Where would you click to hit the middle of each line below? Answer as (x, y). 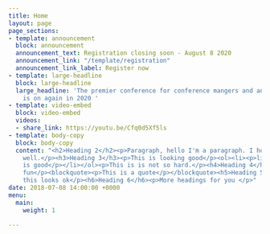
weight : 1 (39, 210)
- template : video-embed (50, 105)
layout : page (30, 23)
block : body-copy (45, 143)
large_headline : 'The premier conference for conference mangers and (134, 90)
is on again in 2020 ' (61, 98)
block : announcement (50, 46)
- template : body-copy (46, 135)
